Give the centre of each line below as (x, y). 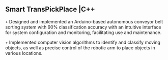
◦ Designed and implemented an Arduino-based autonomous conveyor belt (84, 21)
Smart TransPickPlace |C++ (50, 9)
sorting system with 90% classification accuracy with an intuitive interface (83, 27)
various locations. (24, 53)
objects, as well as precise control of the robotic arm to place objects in (80, 48)
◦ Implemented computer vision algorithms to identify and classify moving (83, 42)
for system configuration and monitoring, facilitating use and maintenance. (83, 32)
